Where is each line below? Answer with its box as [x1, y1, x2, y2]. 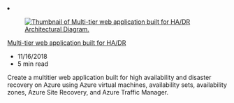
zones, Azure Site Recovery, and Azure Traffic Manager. [7, 88, 169, 96]
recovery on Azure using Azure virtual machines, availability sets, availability [7, 81, 227, 89]
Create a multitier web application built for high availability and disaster [7, 74, 212, 81]
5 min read [17, 60, 49, 68]
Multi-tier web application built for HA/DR [7, 39, 126, 47]
